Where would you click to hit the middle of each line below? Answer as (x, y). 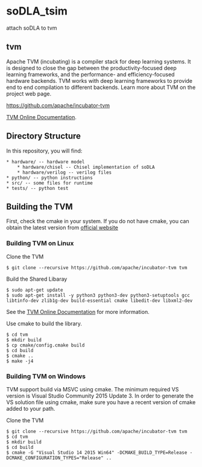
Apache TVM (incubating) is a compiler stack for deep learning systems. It (99, 61)
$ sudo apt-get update (35, 290)
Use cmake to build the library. (44, 323)
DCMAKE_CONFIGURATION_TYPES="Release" (55, 458)
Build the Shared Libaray (37, 279)
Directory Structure (44, 136)
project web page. (29, 93)
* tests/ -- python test (37, 188)
